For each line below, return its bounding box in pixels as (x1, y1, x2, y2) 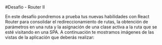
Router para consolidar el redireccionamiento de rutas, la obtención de (5, 19, 149, 24)
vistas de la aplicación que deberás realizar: (5, 34, 95, 40)
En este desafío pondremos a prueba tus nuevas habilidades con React (5, 14, 150, 19)
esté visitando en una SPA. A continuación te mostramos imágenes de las (5, 29, 154, 35)
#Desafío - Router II (5, 4, 45, 10)
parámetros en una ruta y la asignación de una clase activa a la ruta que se (5, 24, 158, 30)
